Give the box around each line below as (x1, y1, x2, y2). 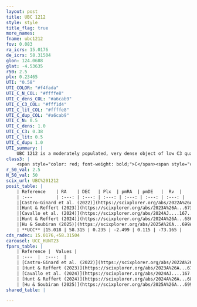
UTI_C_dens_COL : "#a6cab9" (6, 96, 72, 102)
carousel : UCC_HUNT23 (6, 238, 59, 244)
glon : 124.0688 (6, 58, 43, 63)
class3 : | (6, 156, 30, 162)
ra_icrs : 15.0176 (6, 47, 49, 53)
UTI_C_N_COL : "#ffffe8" (6, 90, 64, 96)
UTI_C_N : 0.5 (6, 118, 38, 124)
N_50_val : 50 (6, 173, 38, 178)
